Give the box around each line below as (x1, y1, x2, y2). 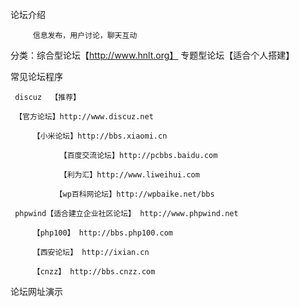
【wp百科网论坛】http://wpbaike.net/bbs (54, 189, 215, 199)
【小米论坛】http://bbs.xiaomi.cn (32, 131, 168, 141)
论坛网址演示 (10, 286, 63, 297)
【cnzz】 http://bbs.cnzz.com (32, 267, 156, 277)
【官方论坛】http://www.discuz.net (14, 112, 154, 122)
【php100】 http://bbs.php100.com (32, 228, 174, 238)
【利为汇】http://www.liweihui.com (59, 170, 200, 180)
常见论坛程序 (10, 71, 63, 82)
